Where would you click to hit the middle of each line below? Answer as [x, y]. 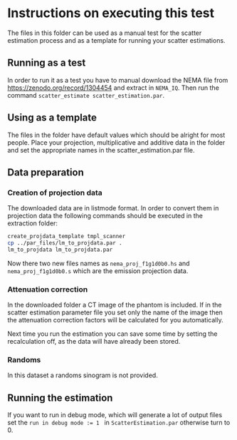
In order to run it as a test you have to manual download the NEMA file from [118, 80]
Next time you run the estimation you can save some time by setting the [112, 334]
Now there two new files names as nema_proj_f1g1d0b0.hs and [99, 263]
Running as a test [47, 63]
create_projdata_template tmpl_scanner [67, 237]
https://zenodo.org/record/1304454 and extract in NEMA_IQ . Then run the [113, 88]
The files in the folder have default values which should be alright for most [116, 135]
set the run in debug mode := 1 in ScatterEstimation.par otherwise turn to [119, 423]
